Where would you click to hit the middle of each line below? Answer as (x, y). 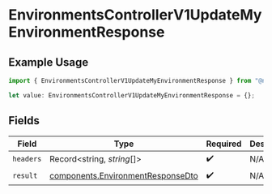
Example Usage (49, 62)
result (25, 176)
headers (27, 159)
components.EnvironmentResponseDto (124, 176)
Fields (24, 121)
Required (224, 144)
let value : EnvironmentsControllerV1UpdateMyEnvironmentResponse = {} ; (132, 95)
